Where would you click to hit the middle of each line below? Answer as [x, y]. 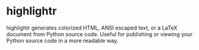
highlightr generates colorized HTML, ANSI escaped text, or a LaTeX [92, 28]
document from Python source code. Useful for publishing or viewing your [100, 34]
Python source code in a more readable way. [62, 40]
